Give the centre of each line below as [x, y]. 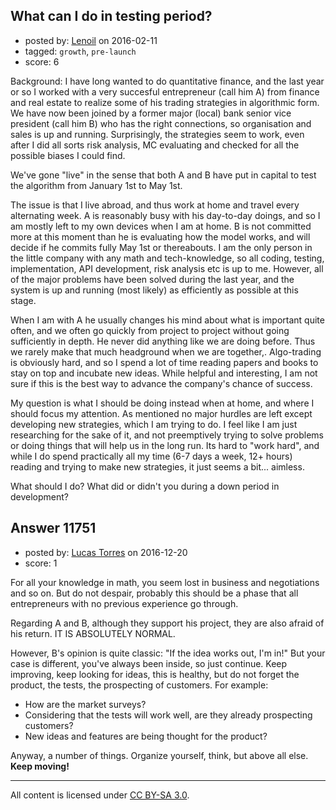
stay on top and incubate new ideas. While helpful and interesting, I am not [164, 373]
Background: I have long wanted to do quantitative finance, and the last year [167, 81]
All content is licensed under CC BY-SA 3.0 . [100, 795]
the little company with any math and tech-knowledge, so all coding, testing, [167, 258]
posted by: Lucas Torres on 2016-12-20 [106, 552]
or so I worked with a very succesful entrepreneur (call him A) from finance [165, 91]
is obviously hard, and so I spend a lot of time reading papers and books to [164, 362]
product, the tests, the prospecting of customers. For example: [139, 685]
